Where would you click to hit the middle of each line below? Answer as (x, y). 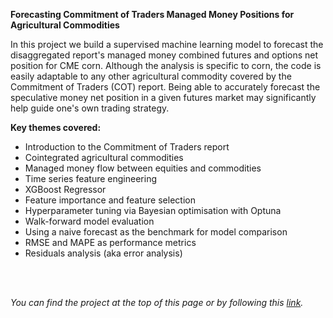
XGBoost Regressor (65, 189)
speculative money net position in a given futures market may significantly (163, 97)
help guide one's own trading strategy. (90, 108)
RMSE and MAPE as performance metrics (110, 242)
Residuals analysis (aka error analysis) (103, 253)
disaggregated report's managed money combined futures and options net (164, 55)
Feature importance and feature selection (110, 200)
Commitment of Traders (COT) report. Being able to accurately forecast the (165, 87)
